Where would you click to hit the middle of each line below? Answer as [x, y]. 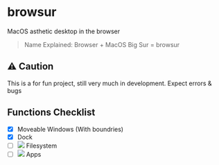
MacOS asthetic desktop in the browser [64, 31]
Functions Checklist [51, 113]
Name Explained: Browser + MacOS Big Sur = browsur [102, 44]
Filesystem [42, 146]
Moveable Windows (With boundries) [70, 129]
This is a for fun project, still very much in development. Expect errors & [110, 83]
